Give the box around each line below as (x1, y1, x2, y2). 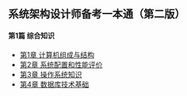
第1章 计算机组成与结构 (19, 50, 95, 59)
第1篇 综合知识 (8, 31, 55, 40)
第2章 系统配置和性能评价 (19, 60, 103, 69)
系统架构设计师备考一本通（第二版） (8, 7, 185, 21)
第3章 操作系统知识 (19, 69, 82, 79)
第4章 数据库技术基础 (19, 79, 90, 89)
